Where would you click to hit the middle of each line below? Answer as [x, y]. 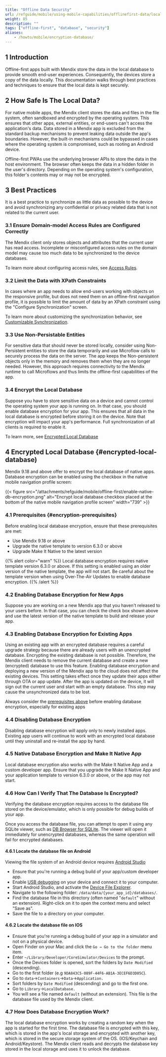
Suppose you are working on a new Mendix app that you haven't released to [83, 605]
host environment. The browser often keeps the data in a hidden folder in [80, 164]
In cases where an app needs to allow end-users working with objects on [80, 291]
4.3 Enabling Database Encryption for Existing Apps [69, 634]
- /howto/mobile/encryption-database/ [54, 38]
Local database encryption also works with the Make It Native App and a [79, 764]
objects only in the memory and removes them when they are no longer [78, 361]
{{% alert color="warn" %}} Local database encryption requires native [77, 561]
